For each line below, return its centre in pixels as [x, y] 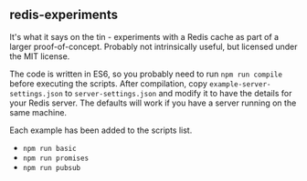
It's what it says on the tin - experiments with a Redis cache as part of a [144, 36]
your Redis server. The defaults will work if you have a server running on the [153, 103]
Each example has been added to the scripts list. [101, 130]
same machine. [38, 112]
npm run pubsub [52, 167]
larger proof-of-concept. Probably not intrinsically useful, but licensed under [153, 46]
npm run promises [56, 158]
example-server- [240, 84]
